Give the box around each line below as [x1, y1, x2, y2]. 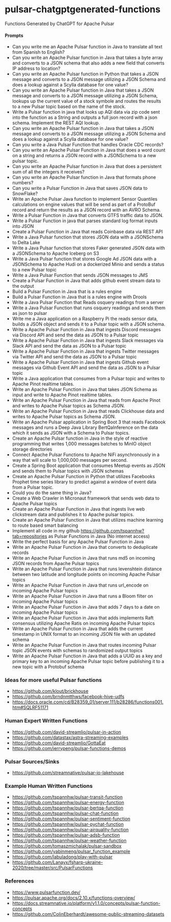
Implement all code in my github [12, 528, 80, 534]
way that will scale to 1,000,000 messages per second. [12, 457, 128, 463]
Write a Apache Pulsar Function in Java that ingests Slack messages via [12, 337, 164, 344]
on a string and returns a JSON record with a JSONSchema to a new [12, 153, 157, 159]
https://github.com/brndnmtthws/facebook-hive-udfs [12, 694, 125, 700]
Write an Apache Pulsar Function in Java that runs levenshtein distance [12, 566, 162, 572]
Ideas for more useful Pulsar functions [5, 677, 102, 684]
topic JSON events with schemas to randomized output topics [12, 648, 143, 654]
